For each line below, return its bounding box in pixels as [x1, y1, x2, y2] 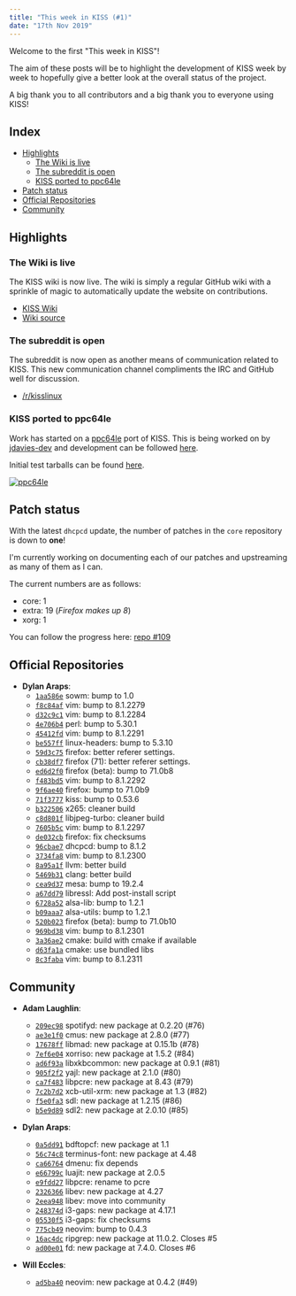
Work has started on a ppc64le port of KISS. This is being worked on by [9, 433, 271, 444]
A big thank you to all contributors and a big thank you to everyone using [9, 89, 274, 100]
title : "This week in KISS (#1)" [9, 12, 133, 22]
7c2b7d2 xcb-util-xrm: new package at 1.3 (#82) [34, 1086, 208, 1097]
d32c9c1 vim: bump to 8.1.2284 [34, 709, 147, 720]
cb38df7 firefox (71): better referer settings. [34, 756, 191, 767]
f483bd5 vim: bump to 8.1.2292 [34, 775, 146, 786]
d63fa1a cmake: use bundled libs [34, 945, 155, 955]
